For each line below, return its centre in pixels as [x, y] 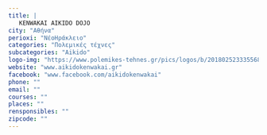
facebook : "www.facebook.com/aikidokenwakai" [85, 75]
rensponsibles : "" [39, 112]
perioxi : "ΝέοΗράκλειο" [48, 38]
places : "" [26, 104]
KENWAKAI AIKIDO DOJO [54, 23]
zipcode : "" [28, 119]
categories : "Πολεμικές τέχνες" [62, 45]
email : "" [25, 89]
